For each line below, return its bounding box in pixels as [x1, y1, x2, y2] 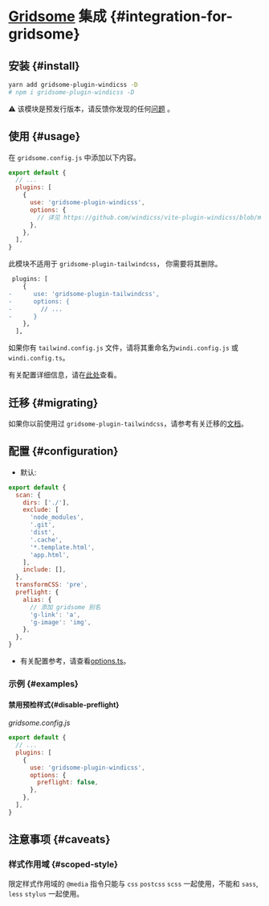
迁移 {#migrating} [8, 396, 99, 410]
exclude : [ [22, 506, 59, 514]
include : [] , [22, 566, 67, 574]
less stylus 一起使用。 [8, 888, 84, 898]
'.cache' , [29, 536, 63, 544]
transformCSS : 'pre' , [15, 581, 88, 589]
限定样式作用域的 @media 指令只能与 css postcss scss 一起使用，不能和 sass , [8, 879, 259, 888]
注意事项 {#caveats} [8, 833, 111, 846]
